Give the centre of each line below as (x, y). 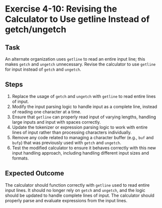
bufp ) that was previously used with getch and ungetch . (66, 143)
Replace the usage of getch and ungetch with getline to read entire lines (84, 96)
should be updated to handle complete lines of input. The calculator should (80, 195)
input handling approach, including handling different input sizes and (80, 153)
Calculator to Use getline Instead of (77, 19)
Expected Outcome (35, 173)
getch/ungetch (36, 30)
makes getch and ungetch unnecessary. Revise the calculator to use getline (80, 64)
